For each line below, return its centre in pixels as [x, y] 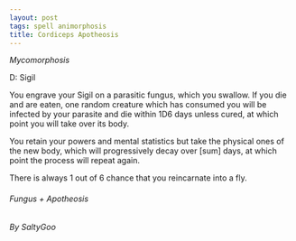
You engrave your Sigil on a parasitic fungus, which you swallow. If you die [148, 95]
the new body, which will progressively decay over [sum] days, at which [143, 151]
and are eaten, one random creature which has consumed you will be [138, 105]
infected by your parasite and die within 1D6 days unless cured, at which [144, 115]
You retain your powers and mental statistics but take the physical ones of [147, 142]
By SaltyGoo [33, 227]
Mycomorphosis [40, 60]
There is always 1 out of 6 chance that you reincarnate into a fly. [128, 178]
